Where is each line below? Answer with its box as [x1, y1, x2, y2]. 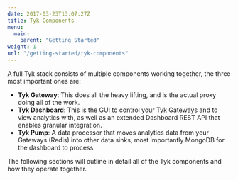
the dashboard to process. [17, 143, 96, 152]
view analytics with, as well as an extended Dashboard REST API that [17, 113, 220, 121]
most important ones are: [7, 77, 82, 85]
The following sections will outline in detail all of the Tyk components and [7, 157, 222, 165]
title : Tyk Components [7, 17, 75, 24]
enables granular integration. [17, 120, 102, 129]
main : [13, 30, 31, 38]
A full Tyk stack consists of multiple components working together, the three [7, 69, 231, 78]
